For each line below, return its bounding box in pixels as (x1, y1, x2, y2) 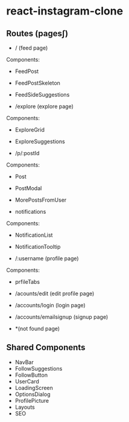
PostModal (14, 185, 42, 191)
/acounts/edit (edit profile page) (14, 290, 95, 297)
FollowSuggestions (14, 365, 63, 372)
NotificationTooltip (14, 243, 61, 250)
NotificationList (14, 231, 53, 238)
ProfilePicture (14, 397, 49, 404)
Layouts (14, 403, 35, 411)
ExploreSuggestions (14, 138, 65, 145)
